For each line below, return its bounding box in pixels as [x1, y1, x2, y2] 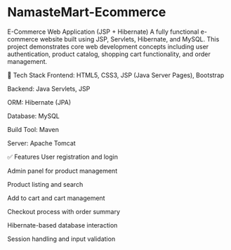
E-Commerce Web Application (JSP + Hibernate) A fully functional [7, 27, 199, 36]
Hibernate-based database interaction [7, 221, 118, 229]
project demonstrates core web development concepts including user [7, 42, 209, 51]
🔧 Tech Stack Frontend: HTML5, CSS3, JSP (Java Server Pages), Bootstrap [7, 71, 225, 79]
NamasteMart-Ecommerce [7, 4, 166, 20]
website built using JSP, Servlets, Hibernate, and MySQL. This [39, 34, 220, 43]
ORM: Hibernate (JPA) [7, 98, 72, 106]
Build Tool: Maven [7, 125, 60, 133]
